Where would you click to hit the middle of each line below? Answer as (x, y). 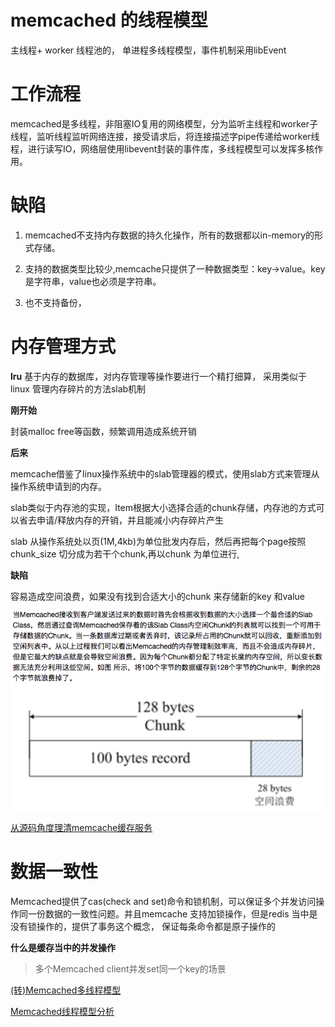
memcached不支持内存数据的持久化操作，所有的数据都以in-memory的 (169, 235)
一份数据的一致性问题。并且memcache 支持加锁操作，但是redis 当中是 (172, 913)
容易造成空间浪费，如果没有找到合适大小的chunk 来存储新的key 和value (158, 596)
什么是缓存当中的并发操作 (63, 947)
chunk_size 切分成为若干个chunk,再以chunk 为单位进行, (125, 553)
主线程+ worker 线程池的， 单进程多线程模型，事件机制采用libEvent (148, 50)
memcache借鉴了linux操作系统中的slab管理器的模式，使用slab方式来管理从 (165, 473)
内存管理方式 (63, 347)
